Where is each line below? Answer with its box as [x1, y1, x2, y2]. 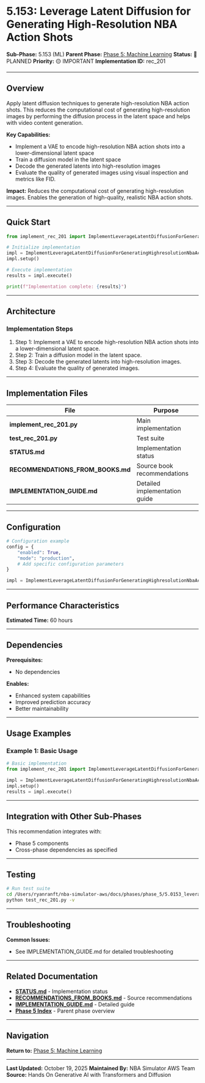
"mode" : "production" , [17, 555, 75, 561]
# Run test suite [6, 886, 51, 892]
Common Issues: [6, 935, 51, 943]
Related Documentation [6, 972, 98, 982]
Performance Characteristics [6, 600, 120, 610]
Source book [136, 462, 174, 470]
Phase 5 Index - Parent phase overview [15, 1007, 115, 1014]
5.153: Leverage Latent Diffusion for [6, 4, 191, 18]
